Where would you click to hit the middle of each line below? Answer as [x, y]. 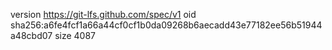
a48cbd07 [31, 35]
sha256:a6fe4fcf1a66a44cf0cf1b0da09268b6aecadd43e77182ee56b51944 [166, 25]
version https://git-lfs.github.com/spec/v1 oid [103, 14]
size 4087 [75, 35]
